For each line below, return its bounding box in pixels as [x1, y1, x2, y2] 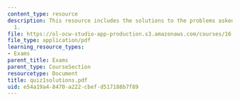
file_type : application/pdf [7, 37, 91, 44]
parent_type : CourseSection [7, 63, 91, 70]
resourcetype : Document [7, 70, 79, 77]
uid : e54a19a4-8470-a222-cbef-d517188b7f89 [7, 83, 139, 90]
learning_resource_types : [7, 43, 84, 51]
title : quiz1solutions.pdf [7, 76, 88, 84]
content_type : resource [7, 10, 79, 18]
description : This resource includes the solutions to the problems [7, 17, 216, 24]
